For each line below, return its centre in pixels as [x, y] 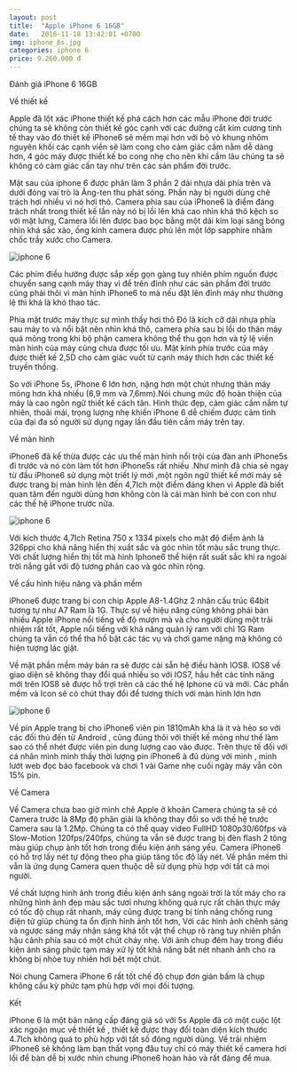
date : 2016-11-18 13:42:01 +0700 [75, 34]
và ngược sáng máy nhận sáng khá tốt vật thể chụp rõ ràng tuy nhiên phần [145, 931]
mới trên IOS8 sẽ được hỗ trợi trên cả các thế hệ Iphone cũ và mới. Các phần [149, 684]
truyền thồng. [34, 367]
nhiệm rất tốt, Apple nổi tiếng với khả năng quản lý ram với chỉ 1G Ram [137, 629]
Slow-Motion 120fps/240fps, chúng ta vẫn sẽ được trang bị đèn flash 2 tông [148, 838]
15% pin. [25, 775]
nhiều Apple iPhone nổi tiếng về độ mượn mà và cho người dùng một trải [141, 620]
